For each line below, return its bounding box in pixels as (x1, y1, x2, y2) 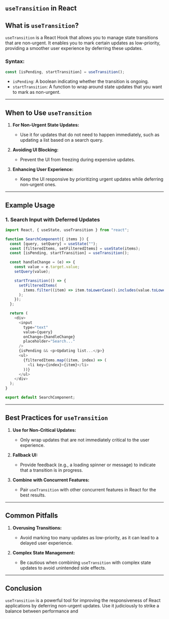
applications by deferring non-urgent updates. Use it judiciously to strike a (5, 603, 159, 609)
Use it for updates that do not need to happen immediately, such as (20, 132, 160, 138)
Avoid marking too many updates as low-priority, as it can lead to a (20, 534, 159, 540)
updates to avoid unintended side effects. (20, 565, 107, 571)
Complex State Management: (12, 549, 75, 555)
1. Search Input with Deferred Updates (5, 216, 100, 223)
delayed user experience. (20, 540, 73, 546)
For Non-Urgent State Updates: (12, 122, 79, 128)
